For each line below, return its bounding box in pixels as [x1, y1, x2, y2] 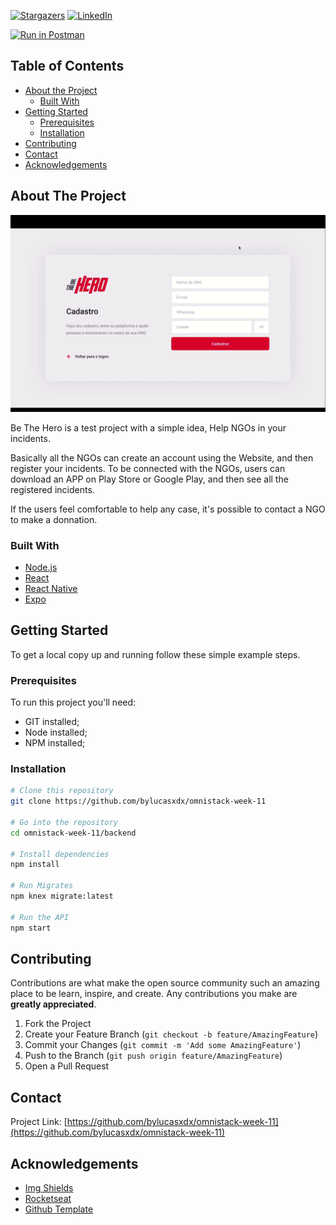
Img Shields [24, 1182, 74, 1194]
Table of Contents [10, 58, 125, 75]
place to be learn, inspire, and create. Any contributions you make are [10, 988, 298, 1000]
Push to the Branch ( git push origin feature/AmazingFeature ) [24, 1050, 283, 1062]
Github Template [24, 1203, 94, 1215]
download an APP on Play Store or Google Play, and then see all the [10, 473, 289, 485]
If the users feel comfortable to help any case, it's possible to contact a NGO [10, 503, 326, 515]
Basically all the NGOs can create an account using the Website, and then [10, 451, 314, 464]
